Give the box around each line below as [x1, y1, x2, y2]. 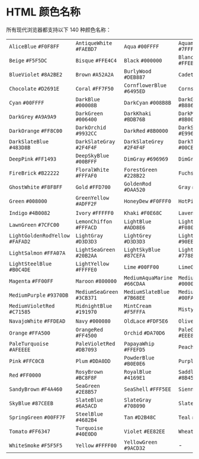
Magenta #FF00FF [9, 278, 53, 284]
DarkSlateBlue [9, 138, 49, 145]
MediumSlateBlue [124, 288, 170, 295]
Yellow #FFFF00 [75, 442, 117, 449]
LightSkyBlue [124, 246, 161, 253]
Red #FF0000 [9, 371, 41, 378]
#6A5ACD [75, 402, 97, 409]
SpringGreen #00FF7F [9, 414, 66, 421]
